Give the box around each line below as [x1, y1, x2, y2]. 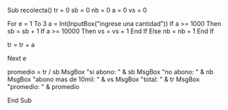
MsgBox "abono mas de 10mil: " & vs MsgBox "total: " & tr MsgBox [7, 75, 201, 83]
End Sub [7, 96, 32, 104]
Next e [7, 54, 27, 62]
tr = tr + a [7, 41, 35, 48]
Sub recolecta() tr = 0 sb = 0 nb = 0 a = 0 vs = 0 [7, 6, 147, 14]
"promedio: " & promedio [7, 83, 80, 90]
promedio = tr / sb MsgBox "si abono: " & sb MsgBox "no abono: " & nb [7, 68, 214, 76]
